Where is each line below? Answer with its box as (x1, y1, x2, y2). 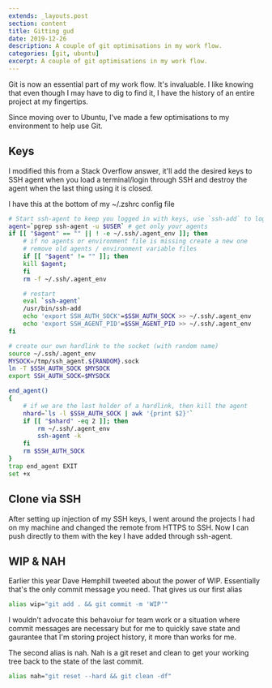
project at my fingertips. (8, 97, 89, 106)
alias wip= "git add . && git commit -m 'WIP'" (8, 600, 168, 608)
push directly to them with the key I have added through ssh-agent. (8, 531, 233, 540)
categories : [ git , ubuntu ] (8, 49, 100, 58)
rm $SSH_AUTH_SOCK (23, 447, 85, 455)
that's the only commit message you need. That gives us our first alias (8, 585, 243, 595)
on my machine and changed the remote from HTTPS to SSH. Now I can (8, 522, 249, 532)
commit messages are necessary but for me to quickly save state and (8, 624, 240, 634)
